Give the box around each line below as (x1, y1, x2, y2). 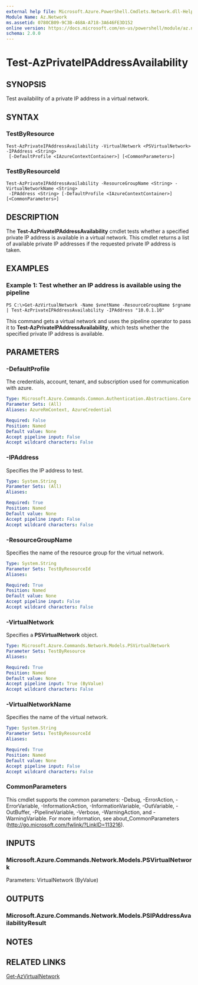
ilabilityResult (6, 918, 47, 927)
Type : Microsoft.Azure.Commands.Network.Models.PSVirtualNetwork (6, 643, 170, 649)
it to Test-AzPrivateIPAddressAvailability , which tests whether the (6, 324, 169, 331)
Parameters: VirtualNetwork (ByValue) (6, 876, 99, 884)
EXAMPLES (6, 264, 49, 274)
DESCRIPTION (6, 212, 59, 222)
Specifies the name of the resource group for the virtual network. (6, 549, 164, 556)
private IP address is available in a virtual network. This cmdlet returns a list (6, 234, 190, 241)
